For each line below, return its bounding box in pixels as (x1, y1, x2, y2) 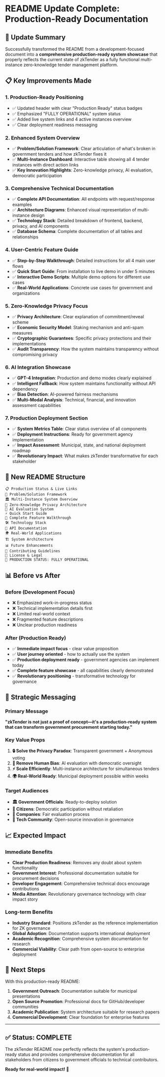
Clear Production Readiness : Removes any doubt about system (12, 860, 142, 866)
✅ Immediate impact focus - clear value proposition (12, 646, 119, 652)
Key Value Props (5, 736, 45, 743)
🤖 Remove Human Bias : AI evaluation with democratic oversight (12, 760, 142, 766)
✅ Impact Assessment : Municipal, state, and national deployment (12, 442, 146, 448)
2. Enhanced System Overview (5, 134, 80, 141)
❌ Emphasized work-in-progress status (12, 600, 92, 606)
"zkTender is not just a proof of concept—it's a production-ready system (5, 719, 157, 725)
